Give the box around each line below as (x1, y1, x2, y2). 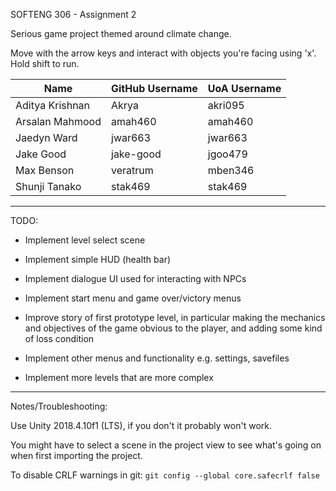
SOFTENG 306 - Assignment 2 (10, 9, 137, 20)
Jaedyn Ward (15, 131, 78, 144)
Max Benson (15, 164, 75, 177)
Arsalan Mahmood (15, 115, 102, 128)
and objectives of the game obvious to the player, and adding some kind (24, 322, 323, 334)
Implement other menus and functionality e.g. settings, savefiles (24, 352, 290, 364)
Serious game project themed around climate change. (10, 28, 232, 39)
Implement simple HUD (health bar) (24, 254, 172, 265)
